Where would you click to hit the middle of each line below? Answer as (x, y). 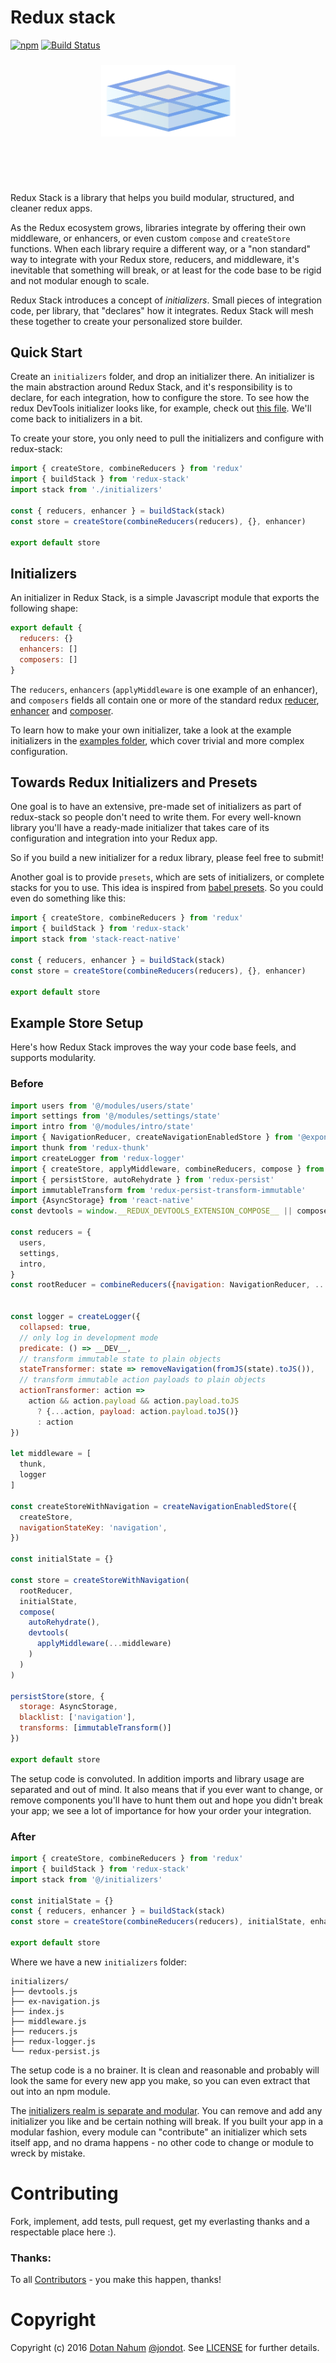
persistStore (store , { (57, 1696)
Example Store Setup (77, 1022)
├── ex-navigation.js (55, 2001)
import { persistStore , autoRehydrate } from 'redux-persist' (142, 1179)
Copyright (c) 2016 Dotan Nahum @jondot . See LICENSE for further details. (165, 2348)
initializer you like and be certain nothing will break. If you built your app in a (167, 2121)
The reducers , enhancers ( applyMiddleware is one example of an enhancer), (164, 689)
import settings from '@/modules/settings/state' (116, 1116)
